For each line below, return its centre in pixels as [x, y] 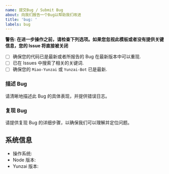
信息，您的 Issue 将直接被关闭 [37, 46]
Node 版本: [24, 160]
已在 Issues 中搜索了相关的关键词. [48, 63]
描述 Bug [16, 84]
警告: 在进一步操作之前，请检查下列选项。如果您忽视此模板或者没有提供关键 [84, 39]
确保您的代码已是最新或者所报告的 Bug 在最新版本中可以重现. [77, 57]
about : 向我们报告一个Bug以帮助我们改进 [43, 15]
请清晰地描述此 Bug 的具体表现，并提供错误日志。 [58, 96]
